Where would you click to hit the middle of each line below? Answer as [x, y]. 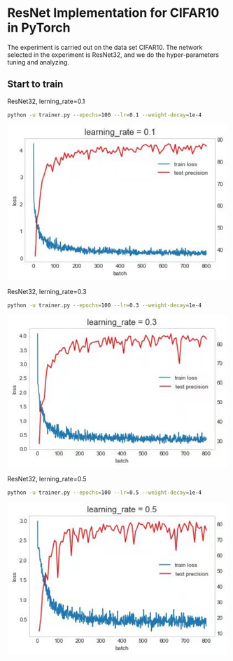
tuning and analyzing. [38, 62]
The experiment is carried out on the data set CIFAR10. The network [105, 47]
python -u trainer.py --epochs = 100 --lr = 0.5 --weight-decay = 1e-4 [104, 493]
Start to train [35, 85]
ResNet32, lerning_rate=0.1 [46, 101]
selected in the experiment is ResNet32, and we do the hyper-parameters [113, 55]
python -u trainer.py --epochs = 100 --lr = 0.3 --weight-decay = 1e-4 [104, 306]
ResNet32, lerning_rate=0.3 [47, 292]
